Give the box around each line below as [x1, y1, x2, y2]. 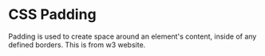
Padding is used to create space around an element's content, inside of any [8, 32, 257, 41]
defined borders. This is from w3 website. [8, 39, 146, 49]
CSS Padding [8, 6, 97, 24]
